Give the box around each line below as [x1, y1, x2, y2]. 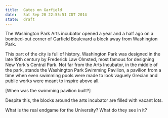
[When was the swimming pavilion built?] [5, 88, 91, 94]
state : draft [5, 17, 35, 22]
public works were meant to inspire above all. [5, 78, 100, 84]
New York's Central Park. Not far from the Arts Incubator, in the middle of [5, 62, 158, 68]
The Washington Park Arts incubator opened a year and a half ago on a [5, 31, 153, 37]
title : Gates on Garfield [5, 7, 62, 13]
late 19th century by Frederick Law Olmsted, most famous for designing [5, 56, 154, 63]
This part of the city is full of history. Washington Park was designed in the [5, 51, 161, 57]
